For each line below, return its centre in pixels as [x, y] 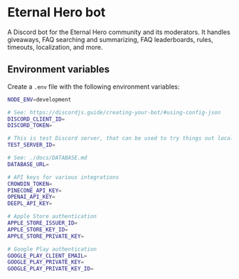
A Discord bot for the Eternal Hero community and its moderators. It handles [119, 32]
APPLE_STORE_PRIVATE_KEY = [46, 236]
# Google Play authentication [52, 249]
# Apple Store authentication [52, 217]
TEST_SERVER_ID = [31, 145]
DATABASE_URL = [28, 164]
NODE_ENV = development [39, 99]
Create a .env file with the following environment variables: [94, 87]
